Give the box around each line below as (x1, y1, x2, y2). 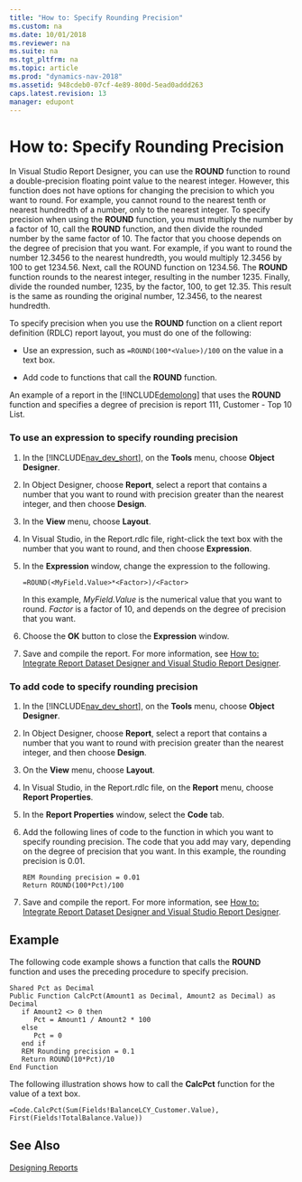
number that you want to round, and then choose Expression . (22, 543, 252, 554)
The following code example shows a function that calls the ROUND (9, 956, 261, 967)
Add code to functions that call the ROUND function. (22, 372, 218, 383)
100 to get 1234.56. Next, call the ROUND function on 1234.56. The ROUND (9, 262, 288, 273)
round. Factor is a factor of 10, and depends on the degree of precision (22, 603, 287, 614)
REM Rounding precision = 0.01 (22, 873, 141, 882)
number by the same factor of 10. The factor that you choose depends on (9, 233, 282, 244)
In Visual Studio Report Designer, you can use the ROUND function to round (9, 166, 291, 177)
